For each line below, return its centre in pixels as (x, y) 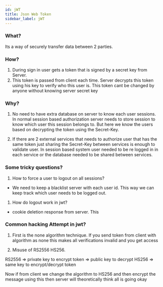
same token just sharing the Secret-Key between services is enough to (83, 144)
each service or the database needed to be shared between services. (82, 155)
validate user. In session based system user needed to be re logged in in (85, 149)
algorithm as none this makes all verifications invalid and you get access (85, 240)
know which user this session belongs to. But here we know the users (82, 124)
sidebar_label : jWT (25, 19)
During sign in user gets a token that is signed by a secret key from (80, 70)
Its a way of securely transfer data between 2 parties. (59, 47)
